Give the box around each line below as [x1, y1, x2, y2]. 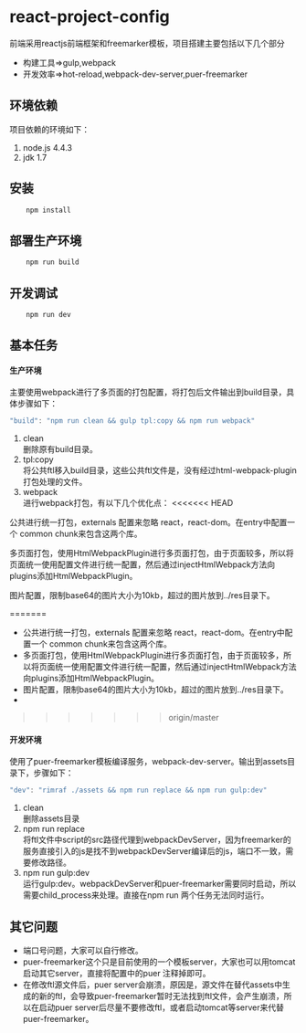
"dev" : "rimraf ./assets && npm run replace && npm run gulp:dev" [9, 785, 268, 796]
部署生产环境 [9, 233, 82, 248]
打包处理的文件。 [22, 477, 88, 488]
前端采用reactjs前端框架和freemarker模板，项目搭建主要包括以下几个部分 [9, 37, 285, 48]
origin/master [168, 712, 219, 723]
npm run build [26, 258, 79, 267]
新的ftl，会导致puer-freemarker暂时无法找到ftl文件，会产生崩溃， [38, 991, 285, 1002]
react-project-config [9, 6, 171, 27]
